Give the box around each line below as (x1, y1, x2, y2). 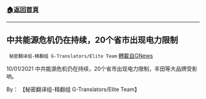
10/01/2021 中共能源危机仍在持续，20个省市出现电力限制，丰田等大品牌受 (6, 65, 193, 73)
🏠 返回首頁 (6, 5, 39, 13)
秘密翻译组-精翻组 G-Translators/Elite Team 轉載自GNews (9, 52, 153, 59)
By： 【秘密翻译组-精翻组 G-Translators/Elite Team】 (6, 86, 140, 93)
